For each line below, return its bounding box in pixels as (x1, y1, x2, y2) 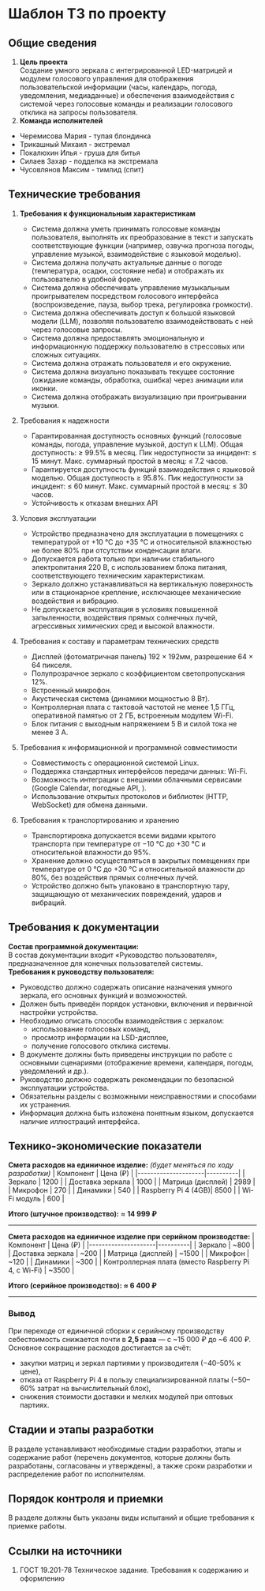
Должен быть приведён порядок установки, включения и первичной (19, 999, 253, 1009)
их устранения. (19, 1099, 72, 1109)
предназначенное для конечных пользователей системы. (8, 958, 203, 968)
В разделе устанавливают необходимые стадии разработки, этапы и (8, 1444, 242, 1453)
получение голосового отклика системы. (31, 1041, 171, 1050)
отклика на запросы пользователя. (19, 107, 138, 117)
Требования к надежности (19, 416, 110, 425)
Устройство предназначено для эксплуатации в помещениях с (31, 529, 244, 538)
